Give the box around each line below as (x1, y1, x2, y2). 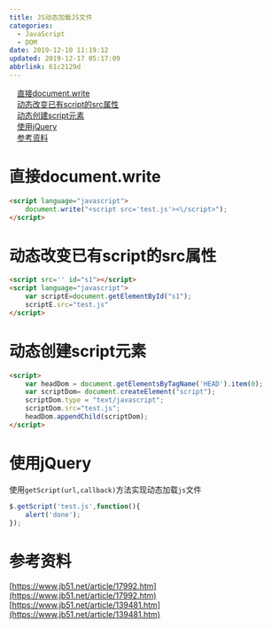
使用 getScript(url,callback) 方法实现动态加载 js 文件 (9, 484, 202, 495)
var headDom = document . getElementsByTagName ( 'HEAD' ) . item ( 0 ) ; (25, 379, 264, 389)
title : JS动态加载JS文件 (9, 12, 93, 22)
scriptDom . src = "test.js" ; (25, 404, 121, 413)
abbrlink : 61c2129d (9, 63, 81, 72)
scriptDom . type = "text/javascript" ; (25, 396, 165, 404)
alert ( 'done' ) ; (25, 510, 81, 519)
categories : (9, 21, 53, 30)
